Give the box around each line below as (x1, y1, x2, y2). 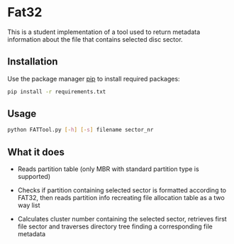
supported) (17, 173, 51, 181)
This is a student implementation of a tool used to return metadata (7, 28, 201, 36)
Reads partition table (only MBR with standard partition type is (17, 165, 200, 173)
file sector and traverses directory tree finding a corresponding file (17, 222, 213, 231)
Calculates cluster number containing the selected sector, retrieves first (17, 215, 227, 223)
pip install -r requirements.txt (7, 88, 106, 95)
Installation (7, 56, 58, 68)
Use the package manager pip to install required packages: (7, 74, 180, 83)
